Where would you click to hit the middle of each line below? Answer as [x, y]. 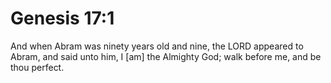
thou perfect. [37, 67]
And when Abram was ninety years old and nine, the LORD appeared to [157, 46]
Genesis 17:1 [62, 18]
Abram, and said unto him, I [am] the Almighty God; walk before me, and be [166, 56]
